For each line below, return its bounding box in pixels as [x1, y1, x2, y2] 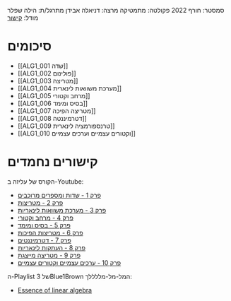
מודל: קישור [7, 13, 39, 22]
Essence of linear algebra [17, 285, 93, 294]
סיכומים [7, 38, 52, 54]
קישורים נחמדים [7, 154, 98, 170]
